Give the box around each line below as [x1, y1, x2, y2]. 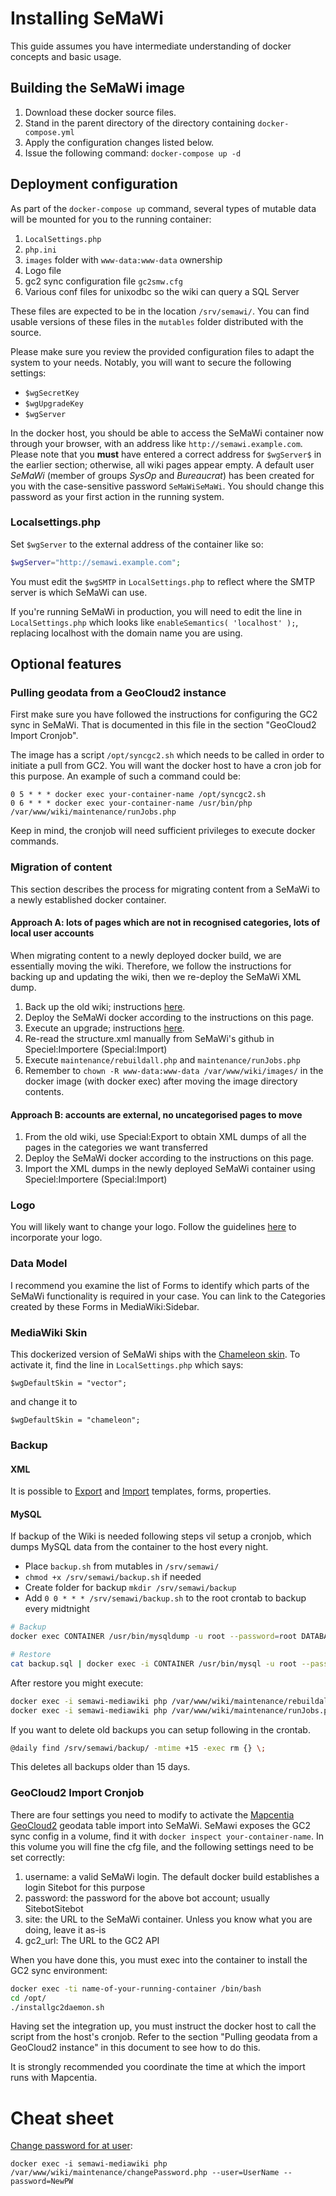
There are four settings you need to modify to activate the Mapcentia [10, 1808, 295, 1821]
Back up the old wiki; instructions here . [24, 1000, 186, 1012]
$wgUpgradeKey [24, 398, 84, 409]
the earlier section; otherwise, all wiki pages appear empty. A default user [10, 458, 315, 471]
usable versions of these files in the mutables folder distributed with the [10, 315, 304, 327]
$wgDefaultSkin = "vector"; [10, 1378, 128, 1389]
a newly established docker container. [10, 893, 167, 906]
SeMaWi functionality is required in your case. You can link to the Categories [10, 1290, 326, 1302]
